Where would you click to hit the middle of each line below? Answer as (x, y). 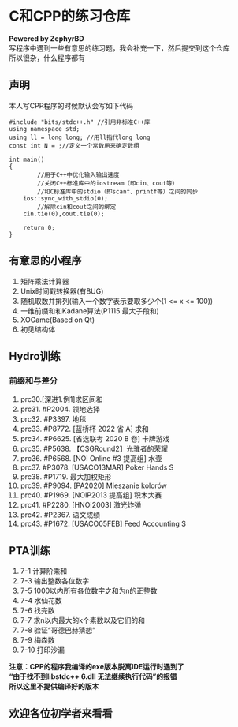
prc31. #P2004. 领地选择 (60, 409)
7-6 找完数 (37, 611)
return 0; (39, 227)
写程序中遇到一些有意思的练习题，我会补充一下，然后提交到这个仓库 (119, 47)
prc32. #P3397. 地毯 (53, 419)
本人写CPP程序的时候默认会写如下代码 (71, 105)
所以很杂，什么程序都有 (47, 58)
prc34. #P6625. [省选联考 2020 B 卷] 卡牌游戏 (95, 439)
